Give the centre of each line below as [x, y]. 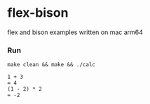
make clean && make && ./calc [52, 65]
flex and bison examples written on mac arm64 [75, 32]
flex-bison [38, 13]
